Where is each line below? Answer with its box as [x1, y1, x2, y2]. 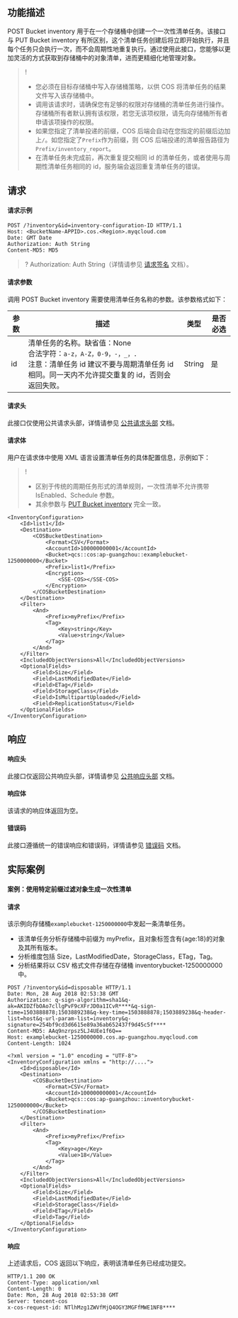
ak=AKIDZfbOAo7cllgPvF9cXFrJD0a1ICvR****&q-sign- [7, 1003, 157, 1010]
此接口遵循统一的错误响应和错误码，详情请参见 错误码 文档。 [7, 841, 185, 849]
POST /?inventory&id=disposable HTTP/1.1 [7, 984, 132, 991]
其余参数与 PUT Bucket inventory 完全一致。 [35, 500, 165, 508]
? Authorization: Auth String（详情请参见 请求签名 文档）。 [24, 260, 193, 269]
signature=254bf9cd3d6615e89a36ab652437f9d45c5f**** [7, 1022, 166, 1029]
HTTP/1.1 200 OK [7, 1273, 55, 1280]
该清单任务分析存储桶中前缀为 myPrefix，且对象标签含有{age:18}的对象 [17, 934, 225, 943]
